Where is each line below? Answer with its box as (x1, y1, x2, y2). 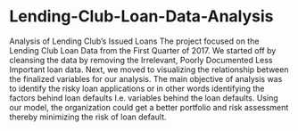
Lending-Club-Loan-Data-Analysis (9, 6, 274, 27)
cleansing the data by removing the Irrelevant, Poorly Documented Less (9, 54, 274, 65)
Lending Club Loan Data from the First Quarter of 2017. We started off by (9, 45, 277, 55)
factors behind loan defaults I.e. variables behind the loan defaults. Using (9, 92, 278, 103)
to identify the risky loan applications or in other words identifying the (9, 83, 265, 94)
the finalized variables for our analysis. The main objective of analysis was (9, 73, 283, 84)
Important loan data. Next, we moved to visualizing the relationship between (9, 64, 289, 75)
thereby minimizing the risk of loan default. (9, 111, 167, 122)
